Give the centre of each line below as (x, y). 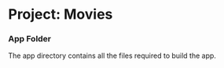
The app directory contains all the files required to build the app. (112, 55)
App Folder (30, 39)
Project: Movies (61, 14)
